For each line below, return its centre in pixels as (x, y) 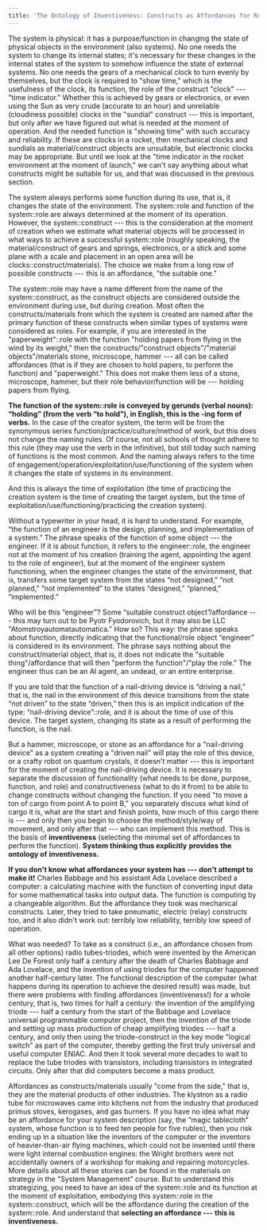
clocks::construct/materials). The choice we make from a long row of (121, 265)
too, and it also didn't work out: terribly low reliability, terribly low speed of (130, 920)
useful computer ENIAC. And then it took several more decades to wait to (128, 1053)
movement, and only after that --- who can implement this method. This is (129, 828)
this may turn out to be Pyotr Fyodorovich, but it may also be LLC (120, 620)
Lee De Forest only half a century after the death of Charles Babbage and (128, 961)
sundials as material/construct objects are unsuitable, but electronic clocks (131, 148)
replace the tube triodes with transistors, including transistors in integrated (130, 1062)
